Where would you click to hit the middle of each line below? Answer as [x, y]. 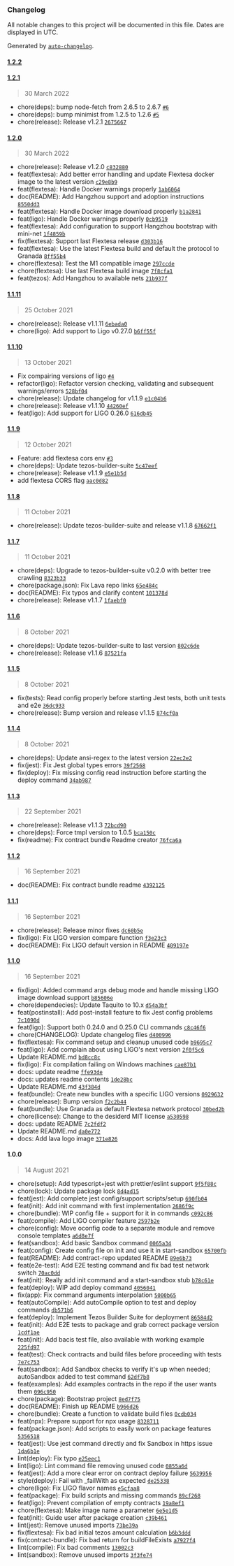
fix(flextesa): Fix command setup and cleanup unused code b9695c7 [115, 1042]
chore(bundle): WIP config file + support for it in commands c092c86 [115, 1213]
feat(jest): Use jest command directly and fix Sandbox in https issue [115, 1443]
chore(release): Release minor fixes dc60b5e [80, 930]
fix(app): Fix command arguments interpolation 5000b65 [97, 1295]
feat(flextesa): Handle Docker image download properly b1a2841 [109, 212]
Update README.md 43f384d [59, 1086]
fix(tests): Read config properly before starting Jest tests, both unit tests [121, 697]
